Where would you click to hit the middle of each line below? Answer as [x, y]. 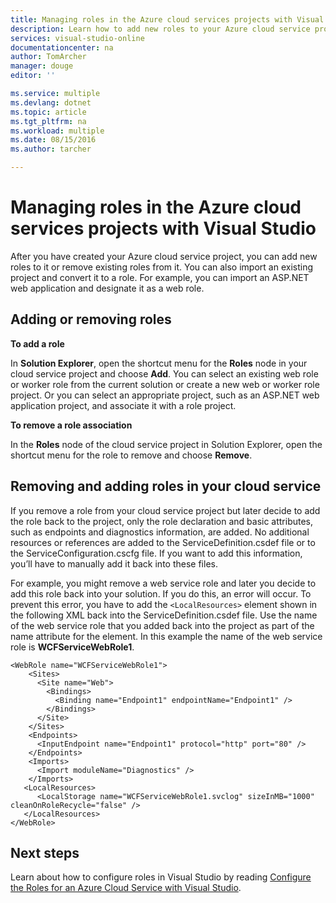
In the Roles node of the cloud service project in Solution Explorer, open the [166, 444]
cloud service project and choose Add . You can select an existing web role [164, 373]
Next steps [45, 852]
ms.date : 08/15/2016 [53, 140]
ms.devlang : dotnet [51, 102]
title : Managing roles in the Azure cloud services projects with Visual [167, 19]
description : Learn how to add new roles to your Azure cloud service [160, 29]
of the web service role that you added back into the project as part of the [162, 625]
